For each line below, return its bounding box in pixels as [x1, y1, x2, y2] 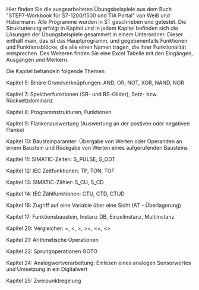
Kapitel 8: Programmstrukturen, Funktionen [6, 109, 112, 115]
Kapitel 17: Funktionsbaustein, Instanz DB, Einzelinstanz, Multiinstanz [6, 213, 175, 220]
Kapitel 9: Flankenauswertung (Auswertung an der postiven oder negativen [6, 120, 190, 127]
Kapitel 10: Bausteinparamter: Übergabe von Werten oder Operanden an [6, 138, 182, 145]
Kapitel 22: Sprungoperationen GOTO [6, 248, 98, 255]
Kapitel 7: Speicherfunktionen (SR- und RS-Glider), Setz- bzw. [6, 91, 158, 97]
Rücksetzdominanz [6, 97, 53, 104]
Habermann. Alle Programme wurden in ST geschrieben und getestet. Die [6, 18, 187, 25]
